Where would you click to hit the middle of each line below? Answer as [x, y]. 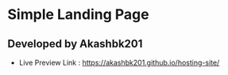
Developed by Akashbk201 [75, 44]
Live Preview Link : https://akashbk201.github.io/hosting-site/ [119, 62]
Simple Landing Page [78, 15]
